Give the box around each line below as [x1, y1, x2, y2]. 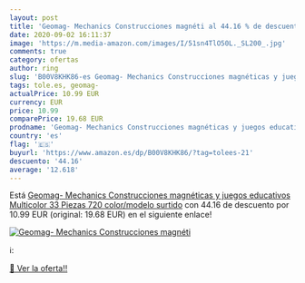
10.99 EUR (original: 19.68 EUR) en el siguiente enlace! [9, 210, 212, 220]
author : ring [9, 64, 59, 73]
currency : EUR [9, 97, 64, 107]
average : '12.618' [9, 165, 79, 174]
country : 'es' [9, 132, 64, 141]
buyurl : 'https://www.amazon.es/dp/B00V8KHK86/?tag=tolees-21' [9, 148, 254, 157]
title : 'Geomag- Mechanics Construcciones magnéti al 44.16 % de [9, 22, 261, 31]
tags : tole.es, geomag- [9, 81, 100, 90]
